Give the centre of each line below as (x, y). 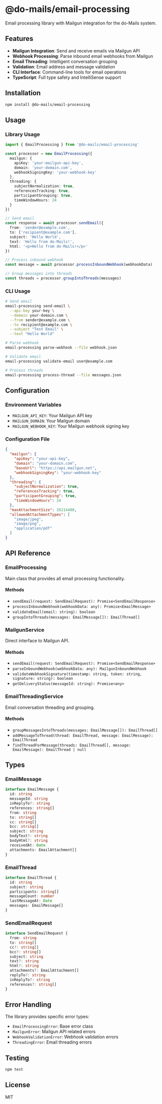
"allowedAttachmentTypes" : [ (40, 515)
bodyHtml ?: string (29, 841)
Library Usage (23, 134)
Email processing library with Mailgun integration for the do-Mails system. (81, 23)
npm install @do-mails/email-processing (48, 104)
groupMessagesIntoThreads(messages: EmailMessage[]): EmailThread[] (85, 730)
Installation (23, 93)
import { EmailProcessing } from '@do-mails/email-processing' (72, 145)
